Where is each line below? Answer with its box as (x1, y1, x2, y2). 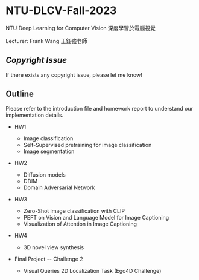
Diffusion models (23, 171, 66, 178)
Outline (5, 89, 34, 99)
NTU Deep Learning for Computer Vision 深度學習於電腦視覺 (5, 24, 156, 31)
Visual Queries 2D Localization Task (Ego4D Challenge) (23, 267, 162, 274)
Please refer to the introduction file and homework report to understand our (5, 105, 194, 112)
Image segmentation (23, 148, 75, 155)
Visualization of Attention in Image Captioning (23, 220, 137, 227)
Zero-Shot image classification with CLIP (23, 207, 125, 215)
